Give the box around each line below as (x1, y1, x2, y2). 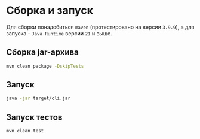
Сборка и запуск (6, 4, 94, 17)
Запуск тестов (6, 112, 63, 122)
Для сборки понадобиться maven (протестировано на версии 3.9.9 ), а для (6, 23, 195, 31)
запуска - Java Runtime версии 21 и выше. (6, 29, 112, 37)
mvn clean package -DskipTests (6, 63, 84, 69)
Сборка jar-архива (6, 47, 79, 58)
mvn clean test (6, 128, 44, 134)
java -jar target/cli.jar (6, 95, 70, 102)
